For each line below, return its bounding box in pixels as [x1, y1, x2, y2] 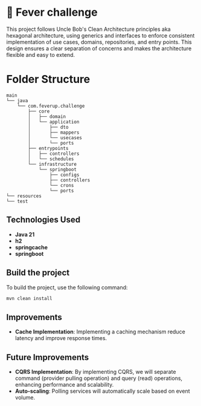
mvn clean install [6, 295, 53, 301]
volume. [14, 394, 35, 401]
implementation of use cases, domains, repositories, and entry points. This [6, 38, 192, 45]
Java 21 [14, 231, 35, 238]
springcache [14, 243, 48, 250]
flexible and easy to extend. [6, 51, 75, 58]
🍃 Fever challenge [6, 5, 98, 19]
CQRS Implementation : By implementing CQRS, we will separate [14, 368, 176, 375]
